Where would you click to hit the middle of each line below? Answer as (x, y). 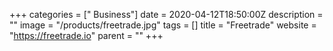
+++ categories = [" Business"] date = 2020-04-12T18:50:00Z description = (166, 14)
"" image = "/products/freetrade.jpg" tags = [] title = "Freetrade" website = (163, 25)
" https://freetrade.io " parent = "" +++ (86, 35)
